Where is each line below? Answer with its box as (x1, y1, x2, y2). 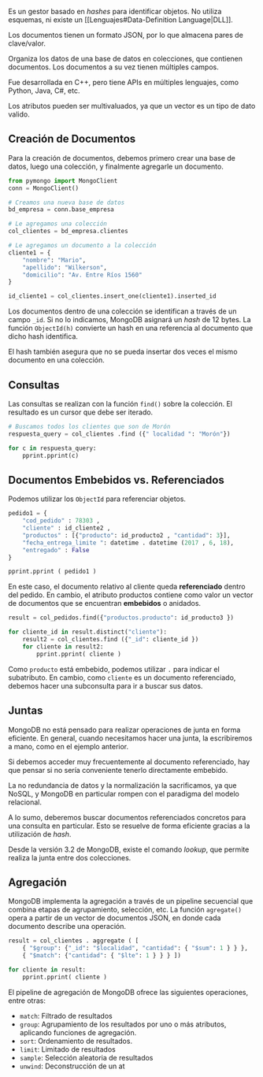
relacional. (8, 797, 42, 807)
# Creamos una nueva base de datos (8, 199, 125, 206)
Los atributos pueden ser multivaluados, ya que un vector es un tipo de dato (8, 102, 256, 110)
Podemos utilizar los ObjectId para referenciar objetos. (8, 494, 187, 503)
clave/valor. (8, 39, 46, 48)
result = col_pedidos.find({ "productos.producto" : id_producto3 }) (8, 614, 235, 622)
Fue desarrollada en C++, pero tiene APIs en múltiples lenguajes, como (8, 78, 239, 87)
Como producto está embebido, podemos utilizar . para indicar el (8, 664, 220, 674)
